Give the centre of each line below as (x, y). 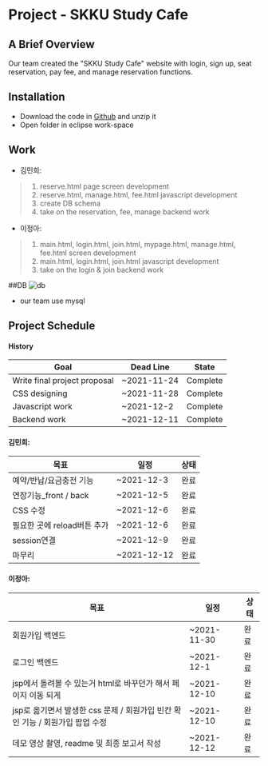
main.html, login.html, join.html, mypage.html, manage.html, (138, 244)
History (21, 346)
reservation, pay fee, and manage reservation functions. (100, 72)
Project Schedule (52, 326)
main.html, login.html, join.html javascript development (129, 261)
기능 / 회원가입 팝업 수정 (65, 722)
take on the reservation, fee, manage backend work (124, 211)
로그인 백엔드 (35, 662)
